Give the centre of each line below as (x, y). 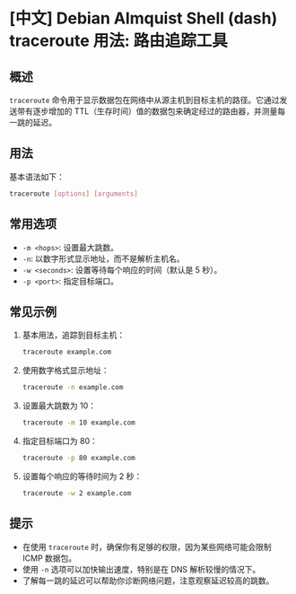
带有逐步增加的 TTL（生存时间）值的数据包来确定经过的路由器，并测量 (147, 111)
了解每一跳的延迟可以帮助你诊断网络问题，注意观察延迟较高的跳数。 (148, 581)
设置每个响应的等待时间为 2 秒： (82, 476)
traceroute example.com (67, 352)
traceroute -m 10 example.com (79, 423)
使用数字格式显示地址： (65, 371)
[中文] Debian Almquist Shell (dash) (144, 18)
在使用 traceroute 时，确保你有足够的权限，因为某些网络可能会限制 (147, 546)
